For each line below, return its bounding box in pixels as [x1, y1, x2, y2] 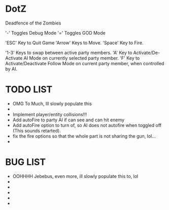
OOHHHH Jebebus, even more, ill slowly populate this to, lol [12, 173, 139, 179]
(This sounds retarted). [12, 127, 61, 134]
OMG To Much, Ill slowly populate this [12, 100, 92, 107]
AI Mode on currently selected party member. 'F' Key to [23, 55, 140, 61]
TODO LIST [5, 84, 53, 95]
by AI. [5, 66, 18, 72]
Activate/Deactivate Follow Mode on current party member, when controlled [5, 60, 164, 66]
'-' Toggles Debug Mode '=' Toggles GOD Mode [5, 30, 106, 36]
